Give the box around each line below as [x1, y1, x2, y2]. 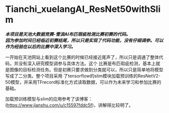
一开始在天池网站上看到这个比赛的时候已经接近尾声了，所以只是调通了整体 [5, 54, 159, 60]
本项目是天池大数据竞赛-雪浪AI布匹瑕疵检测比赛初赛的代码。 [5, 31, 130, 37]
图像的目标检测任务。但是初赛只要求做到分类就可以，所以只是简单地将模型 [9, 66, 163, 73]
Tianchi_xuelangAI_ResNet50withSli [5, 3, 161, 15]
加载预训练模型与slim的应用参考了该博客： [5, 96, 93, 102]
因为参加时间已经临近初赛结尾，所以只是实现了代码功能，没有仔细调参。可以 [5, 37, 163, 43]
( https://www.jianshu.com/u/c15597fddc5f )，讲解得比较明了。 [5, 102, 134, 108]
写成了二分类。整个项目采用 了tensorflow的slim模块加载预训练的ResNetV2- [5, 73, 160, 79]
